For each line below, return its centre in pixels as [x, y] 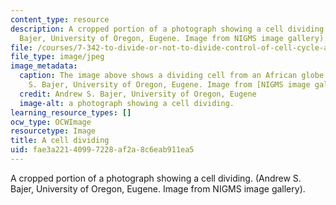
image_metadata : [44, 66]
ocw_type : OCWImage [51, 122]
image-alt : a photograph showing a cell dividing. [127, 103]
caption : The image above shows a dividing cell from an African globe [172, 76]
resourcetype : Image [53, 131]
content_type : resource [60, 19]
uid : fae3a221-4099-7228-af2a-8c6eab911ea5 [102, 150]
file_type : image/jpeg [57, 57]
